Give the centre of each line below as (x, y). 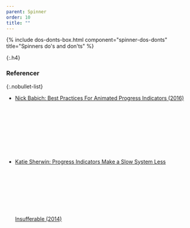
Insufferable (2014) (38, 218)
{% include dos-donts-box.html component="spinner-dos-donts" (87, 40)
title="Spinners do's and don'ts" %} (50, 46)
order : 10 (19, 17)
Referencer (23, 74)
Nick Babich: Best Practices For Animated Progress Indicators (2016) (99, 98)
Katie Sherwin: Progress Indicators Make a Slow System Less (90, 162)
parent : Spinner (26, 12)
